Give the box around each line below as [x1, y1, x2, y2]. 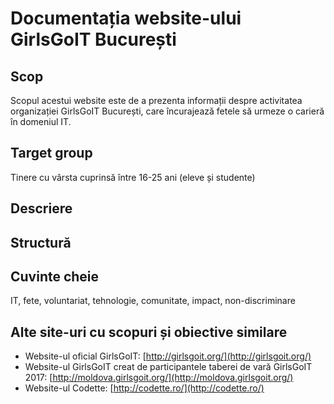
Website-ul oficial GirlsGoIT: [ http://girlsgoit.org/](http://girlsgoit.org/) [24, 350, 312, 362]
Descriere [10, 200, 73, 217]
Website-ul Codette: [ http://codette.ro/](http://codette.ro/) [24, 382, 265, 394]
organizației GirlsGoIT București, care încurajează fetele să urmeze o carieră [10, 105, 325, 117]
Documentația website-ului [10, 7, 242, 30]
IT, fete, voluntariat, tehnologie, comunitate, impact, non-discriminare [10, 295, 296, 307]
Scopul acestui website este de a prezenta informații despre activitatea [10, 95, 303, 106]
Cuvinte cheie [10, 268, 100, 285]
